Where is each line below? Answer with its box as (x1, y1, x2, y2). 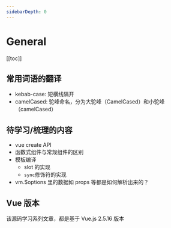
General (6, 34, 47, 48)
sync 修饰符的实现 (23, 171, 67, 178)
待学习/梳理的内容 (6, 125, 73, 135)
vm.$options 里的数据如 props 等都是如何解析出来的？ (14, 179, 149, 186)
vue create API (14, 141, 52, 149)
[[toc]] (6, 55, 22, 62)
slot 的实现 (23, 164, 51, 171)
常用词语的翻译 (6, 73, 62, 84)
